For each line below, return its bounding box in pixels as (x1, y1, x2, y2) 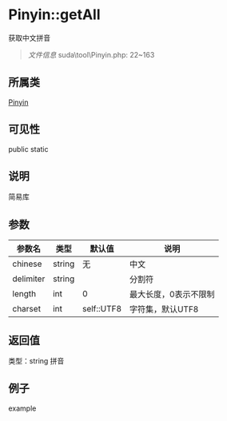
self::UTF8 (82, 304, 122, 315)
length (12, 288, 37, 300)
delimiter (12, 273, 46, 284)
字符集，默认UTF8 (129, 304, 199, 315)
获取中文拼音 (8, 33, 50, 42)
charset (12, 304, 42, 315)
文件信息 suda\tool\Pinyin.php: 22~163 (27, 50, 155, 59)
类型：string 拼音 (8, 356, 65, 365)
